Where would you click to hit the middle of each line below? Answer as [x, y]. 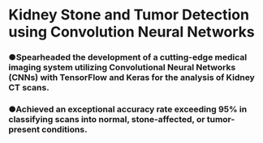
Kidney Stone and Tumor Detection [129, 15]
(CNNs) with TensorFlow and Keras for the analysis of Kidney [132, 78]
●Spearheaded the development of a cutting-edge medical [128, 57]
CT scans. [29, 88]
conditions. [65, 129]
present [24, 129]
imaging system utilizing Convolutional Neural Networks [122, 68]
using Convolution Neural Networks [131, 32]
